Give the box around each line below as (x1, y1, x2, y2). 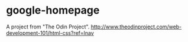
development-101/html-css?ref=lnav (6, 29, 95, 36)
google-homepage (6, 4, 100, 17)
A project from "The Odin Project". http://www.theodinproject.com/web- (6, 23, 182, 30)
